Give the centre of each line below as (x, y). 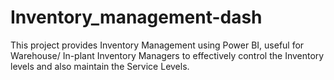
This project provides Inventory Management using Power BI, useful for (157, 45)
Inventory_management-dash (136, 17)
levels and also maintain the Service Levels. (100, 66)
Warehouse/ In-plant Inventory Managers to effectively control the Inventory (167, 55)
